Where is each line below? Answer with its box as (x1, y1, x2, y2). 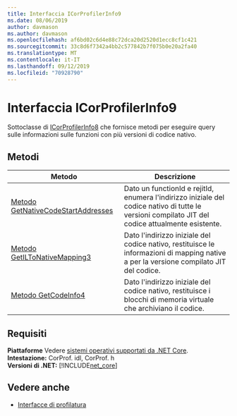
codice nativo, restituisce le (123, 239, 215, 249)
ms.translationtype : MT (7, 50, 78, 57)
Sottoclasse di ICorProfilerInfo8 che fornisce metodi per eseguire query (7, 123, 216, 131)
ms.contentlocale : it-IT (7, 56, 80, 63)
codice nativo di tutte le (123, 202, 202, 212)
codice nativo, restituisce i (123, 286, 211, 296)
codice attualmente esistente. (123, 219, 222, 229)
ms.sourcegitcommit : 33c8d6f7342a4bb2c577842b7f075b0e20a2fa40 (7, 43, 197, 50)
